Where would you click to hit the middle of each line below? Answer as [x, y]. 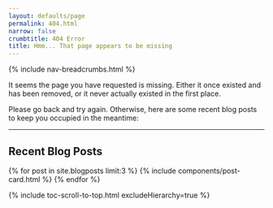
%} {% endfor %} [71, 179]
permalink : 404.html [43, 24]
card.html [24, 179]
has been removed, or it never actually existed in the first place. [115, 93]
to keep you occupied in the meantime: [74, 118]
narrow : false [32, 31]
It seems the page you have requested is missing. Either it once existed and [135, 85]
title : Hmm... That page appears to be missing [91, 46]
